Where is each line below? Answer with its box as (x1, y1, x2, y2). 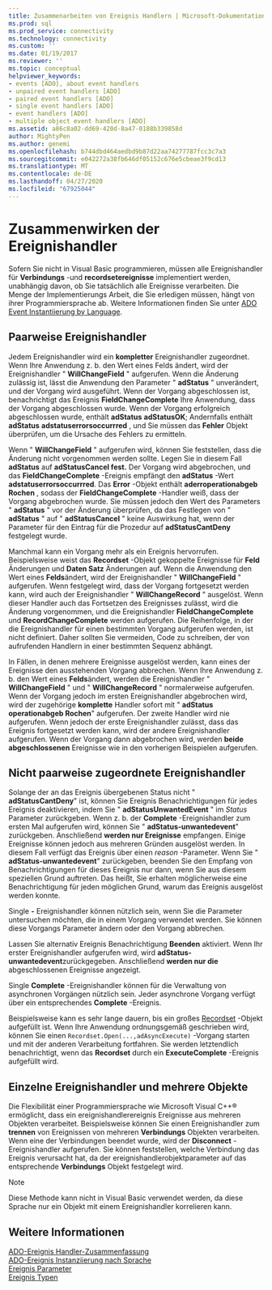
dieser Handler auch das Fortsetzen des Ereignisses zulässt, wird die (8, 598, 239, 608)
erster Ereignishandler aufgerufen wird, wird (8, 948, 156, 957)
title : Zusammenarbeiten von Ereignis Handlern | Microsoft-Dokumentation (8, 11, 266, 20)
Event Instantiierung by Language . (8, 307, 123, 316)
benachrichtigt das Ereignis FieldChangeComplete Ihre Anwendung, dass (8, 394, 256, 405)
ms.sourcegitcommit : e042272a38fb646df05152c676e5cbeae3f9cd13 (8, 155, 227, 163)
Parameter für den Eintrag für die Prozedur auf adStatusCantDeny (8, 522, 231, 532)
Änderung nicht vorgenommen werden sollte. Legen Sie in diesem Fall (8, 453, 243, 463)
